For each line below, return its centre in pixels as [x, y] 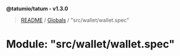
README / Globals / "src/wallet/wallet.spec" [75, 20]
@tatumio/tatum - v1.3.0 [37, 9]
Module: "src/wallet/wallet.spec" [91, 44]
